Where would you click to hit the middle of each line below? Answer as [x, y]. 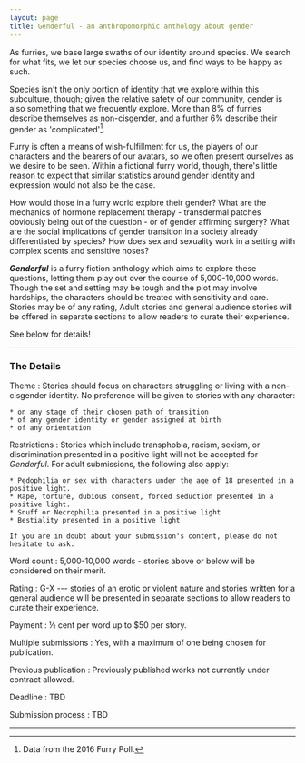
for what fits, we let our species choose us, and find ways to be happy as [146, 62]
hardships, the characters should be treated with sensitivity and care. [139, 298]
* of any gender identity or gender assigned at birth [115, 420]
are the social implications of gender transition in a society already [134, 231]
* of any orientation [50, 428]
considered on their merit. [58, 571]
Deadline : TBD [38, 697]
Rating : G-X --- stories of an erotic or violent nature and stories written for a [152, 588]
